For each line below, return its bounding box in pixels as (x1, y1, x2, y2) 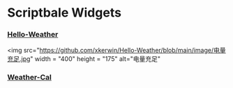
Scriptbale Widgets (7, 5, 122, 21)
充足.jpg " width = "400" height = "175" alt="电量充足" (7, 55, 161, 63)
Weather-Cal (7, 73, 52, 82)
